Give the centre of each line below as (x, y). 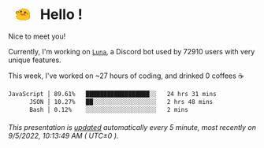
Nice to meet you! (37, 36)
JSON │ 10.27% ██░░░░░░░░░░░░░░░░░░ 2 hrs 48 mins (121, 102)
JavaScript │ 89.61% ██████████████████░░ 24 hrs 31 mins (112, 94)
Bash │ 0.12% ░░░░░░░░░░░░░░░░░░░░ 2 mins (109, 110)
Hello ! (61, 15)
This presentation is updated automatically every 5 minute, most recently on (132, 127)
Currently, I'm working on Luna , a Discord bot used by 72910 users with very (132, 52)
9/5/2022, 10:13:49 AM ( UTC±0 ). (63, 135)
